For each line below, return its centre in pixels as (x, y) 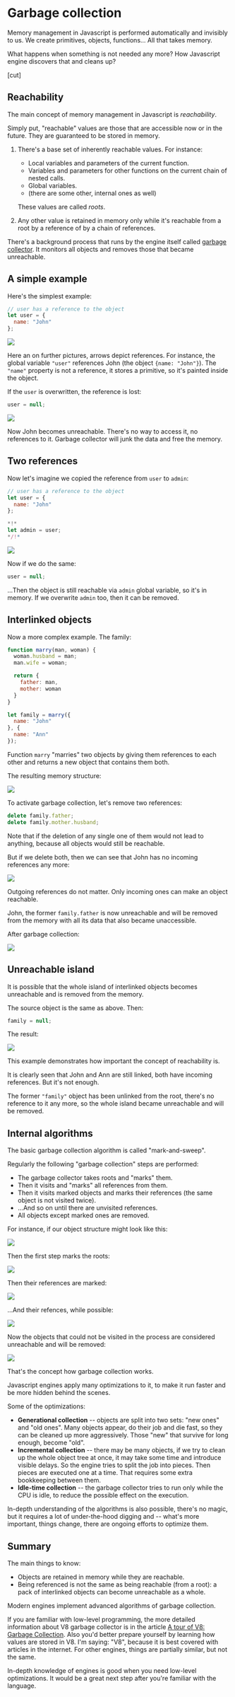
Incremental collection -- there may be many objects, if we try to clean (121, 1450)
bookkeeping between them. (59, 1481)
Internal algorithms (50, 1133)
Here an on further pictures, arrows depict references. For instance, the (111, 356)
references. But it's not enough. (53, 1082)
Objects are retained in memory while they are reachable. (101, 1577)
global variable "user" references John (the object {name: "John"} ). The (112, 363)
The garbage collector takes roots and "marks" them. (95, 1178)
